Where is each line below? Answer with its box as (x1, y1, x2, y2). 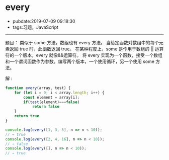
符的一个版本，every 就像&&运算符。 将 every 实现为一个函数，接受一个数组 (5, 52, 162, 58)
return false (32, 104, 59, 109)
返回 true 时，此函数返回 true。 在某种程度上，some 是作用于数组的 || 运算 (9, 46, 164, 52)
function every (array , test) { (5, 85, 71, 91)
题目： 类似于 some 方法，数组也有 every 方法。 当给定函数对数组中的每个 (5, 39, 159, 45)
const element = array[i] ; (23, 95, 80, 100)
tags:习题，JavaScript (12, 24, 59, 30)
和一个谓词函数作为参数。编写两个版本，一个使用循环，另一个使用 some (5, 58, 155, 64)
